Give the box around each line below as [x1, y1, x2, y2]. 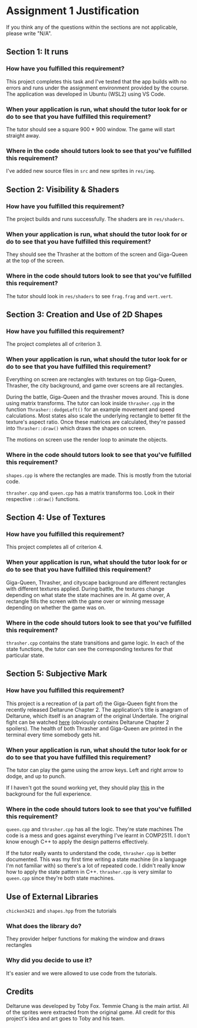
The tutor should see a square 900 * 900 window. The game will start [6, 125, 175, 133]
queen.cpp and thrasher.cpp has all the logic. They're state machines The [6, 826, 183, 833]
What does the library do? [6, 922, 82, 930]
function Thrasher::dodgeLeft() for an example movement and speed [6, 406, 175, 413]
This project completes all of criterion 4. [6, 543, 103, 550]
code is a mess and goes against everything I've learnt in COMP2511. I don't [6, 832, 190, 839]
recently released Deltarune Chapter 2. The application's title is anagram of [6, 706, 189, 713]
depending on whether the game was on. [6, 604, 106, 611]
